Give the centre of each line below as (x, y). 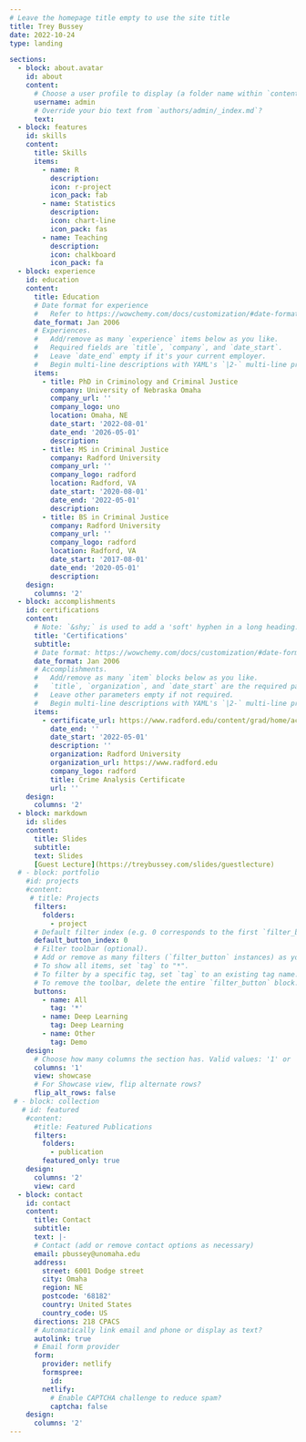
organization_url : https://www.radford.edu (134, 762)
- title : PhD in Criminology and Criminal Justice (140, 382)
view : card (54, 1186)
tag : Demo (69, 1042)
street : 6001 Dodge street (93, 1271)
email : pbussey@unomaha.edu (87, 1253)
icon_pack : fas (78, 229)
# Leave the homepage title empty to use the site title (120, 18)
